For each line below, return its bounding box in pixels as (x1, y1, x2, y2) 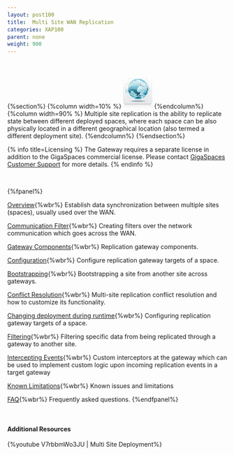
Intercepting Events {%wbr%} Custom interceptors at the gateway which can (7, 353, 228, 362)
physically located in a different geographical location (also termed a (7, 124, 205, 133)
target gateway (7, 368, 51, 377)
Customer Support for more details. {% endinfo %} (7, 161, 154, 169)
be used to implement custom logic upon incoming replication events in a (7, 361, 218, 369)
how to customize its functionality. (7, 298, 106, 306)
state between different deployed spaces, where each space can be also (7, 117, 217, 126)
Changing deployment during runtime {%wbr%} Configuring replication (7, 311, 211, 320)
